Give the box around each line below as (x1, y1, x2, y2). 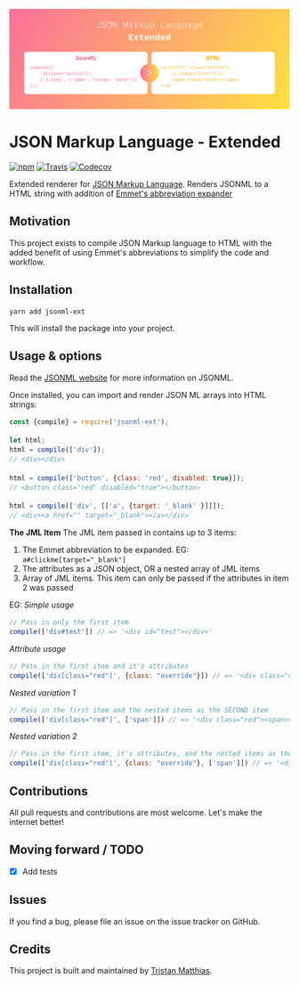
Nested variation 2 (9, 731, 77, 742)
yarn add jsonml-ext (9, 307, 86, 316)
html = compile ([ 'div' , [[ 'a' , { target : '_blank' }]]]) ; (9, 501, 225, 511)
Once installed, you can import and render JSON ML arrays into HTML (9, 389, 267, 400)
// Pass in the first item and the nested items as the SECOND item (9, 705, 269, 714)
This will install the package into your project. (9, 322, 175, 333)
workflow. (9, 256, 45, 267)
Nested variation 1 (9, 687, 76, 698)
